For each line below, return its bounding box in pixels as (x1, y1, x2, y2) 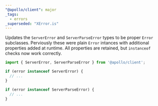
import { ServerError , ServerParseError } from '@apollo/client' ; (5, 60, 146, 65)
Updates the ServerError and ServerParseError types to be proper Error (5, 35, 154, 41)
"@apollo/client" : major (5, 7, 57, 12)
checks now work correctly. (5, 51, 62, 56)
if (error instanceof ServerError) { (5, 69, 83, 74)
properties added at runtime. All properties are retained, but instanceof (5, 45, 151, 51)
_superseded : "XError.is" (5, 21, 59, 26)
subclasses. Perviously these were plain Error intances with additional (5, 40, 149, 46)
